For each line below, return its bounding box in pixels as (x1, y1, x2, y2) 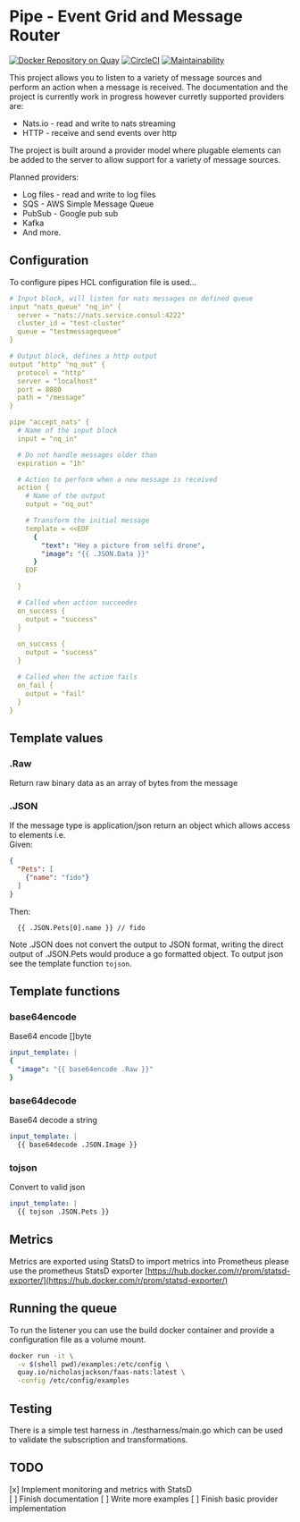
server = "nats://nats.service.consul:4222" (17, 310, 186, 319)
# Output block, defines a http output (9, 351, 158, 360)
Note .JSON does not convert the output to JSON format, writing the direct (9, 939, 284, 950)
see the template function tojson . (9, 958, 132, 968)
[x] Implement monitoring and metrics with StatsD (9, 1484, 192, 1494)
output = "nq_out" (25, 500, 94, 509)
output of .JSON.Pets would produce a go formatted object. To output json (9, 948, 284, 959)
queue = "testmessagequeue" (17, 327, 122, 336)
